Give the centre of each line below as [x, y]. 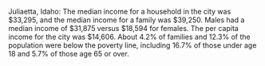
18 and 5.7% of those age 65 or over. [69, 54]
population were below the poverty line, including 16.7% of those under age [132, 45]
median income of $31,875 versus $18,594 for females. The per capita [124, 28]
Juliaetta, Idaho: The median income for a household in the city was [120, 12]
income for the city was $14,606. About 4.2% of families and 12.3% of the [129, 37]
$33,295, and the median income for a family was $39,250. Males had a [127, 20]
